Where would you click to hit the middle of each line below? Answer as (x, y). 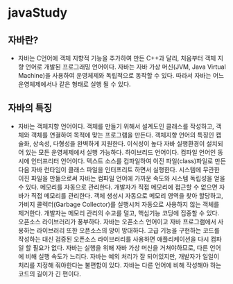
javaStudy (38, 13)
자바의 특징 (30, 108)
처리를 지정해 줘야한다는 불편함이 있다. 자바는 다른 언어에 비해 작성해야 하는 (120, 265)
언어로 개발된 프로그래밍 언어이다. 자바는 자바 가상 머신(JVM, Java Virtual (126, 67)
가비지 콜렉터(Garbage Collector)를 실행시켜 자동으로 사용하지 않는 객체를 (119, 204)
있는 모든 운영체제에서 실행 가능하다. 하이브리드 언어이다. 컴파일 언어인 (121, 152)
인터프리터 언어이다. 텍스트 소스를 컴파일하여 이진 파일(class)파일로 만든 (128, 160)
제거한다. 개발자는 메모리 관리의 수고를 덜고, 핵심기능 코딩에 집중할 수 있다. (119, 212)
